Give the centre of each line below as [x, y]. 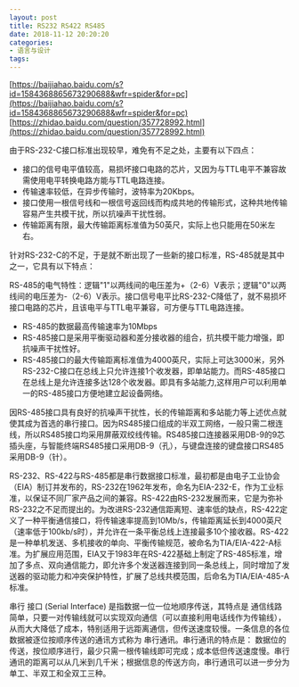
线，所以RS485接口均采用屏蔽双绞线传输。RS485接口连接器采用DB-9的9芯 [147, 435]
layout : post [33, 17]
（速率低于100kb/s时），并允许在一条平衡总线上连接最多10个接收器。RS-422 [149, 531]
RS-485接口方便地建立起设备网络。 [103, 393]
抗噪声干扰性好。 [53, 348]
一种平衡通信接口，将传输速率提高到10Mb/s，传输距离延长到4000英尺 [153, 520]
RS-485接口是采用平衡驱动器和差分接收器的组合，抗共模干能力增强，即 [153, 337]
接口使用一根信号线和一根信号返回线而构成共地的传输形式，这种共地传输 [154, 203]
